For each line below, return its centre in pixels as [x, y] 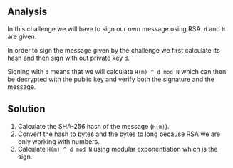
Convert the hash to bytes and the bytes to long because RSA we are [119, 134]
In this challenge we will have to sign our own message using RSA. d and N [116, 28]
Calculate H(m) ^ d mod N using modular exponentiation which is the [118, 149]
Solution [26, 109]
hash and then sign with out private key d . [68, 58]
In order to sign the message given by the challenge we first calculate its [114, 50]
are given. [22, 36]
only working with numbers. [58, 141]
